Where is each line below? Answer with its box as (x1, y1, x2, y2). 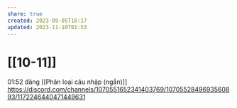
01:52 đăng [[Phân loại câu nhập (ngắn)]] (7, 77, 128, 86)
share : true (7, 10, 43, 18)
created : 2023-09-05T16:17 (7, 17, 87, 24)
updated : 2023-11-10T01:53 (7, 23, 87, 31)
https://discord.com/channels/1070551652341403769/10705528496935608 (7, 85, 230, 94)
